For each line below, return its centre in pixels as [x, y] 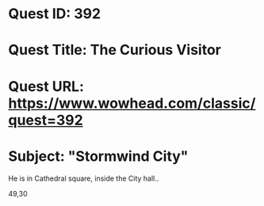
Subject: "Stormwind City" [98, 156]
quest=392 [46, 120]
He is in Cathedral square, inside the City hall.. [84, 178]
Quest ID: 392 [55, 14]
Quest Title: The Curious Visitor [115, 50]
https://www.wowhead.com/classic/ [132, 103]
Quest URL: [46, 86]
